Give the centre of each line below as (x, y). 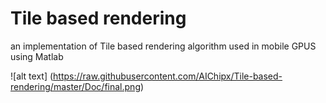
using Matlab (37, 56)
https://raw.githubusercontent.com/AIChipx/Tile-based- (168, 76)
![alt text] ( (32, 76)
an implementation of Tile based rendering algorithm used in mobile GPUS (163, 46)
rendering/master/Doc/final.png (75, 86)
